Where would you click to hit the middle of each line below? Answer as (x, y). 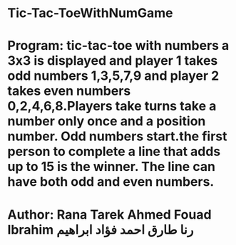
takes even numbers (69, 91)
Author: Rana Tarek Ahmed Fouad (109, 214)
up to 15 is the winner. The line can (112, 167)
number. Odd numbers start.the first (117, 136)
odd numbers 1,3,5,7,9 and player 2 (113, 76)
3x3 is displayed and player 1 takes (113, 61)
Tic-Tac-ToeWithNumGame (90, 13)
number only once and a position (107, 121)
